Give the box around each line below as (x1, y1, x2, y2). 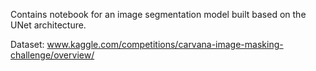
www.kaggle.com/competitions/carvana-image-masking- (46, 39, 284, 50)
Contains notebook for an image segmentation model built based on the (10, 9, 307, 20)
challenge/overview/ (10, 49, 95, 61)
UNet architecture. (10, 19, 87, 31)
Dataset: (10, 39, 45, 50)
